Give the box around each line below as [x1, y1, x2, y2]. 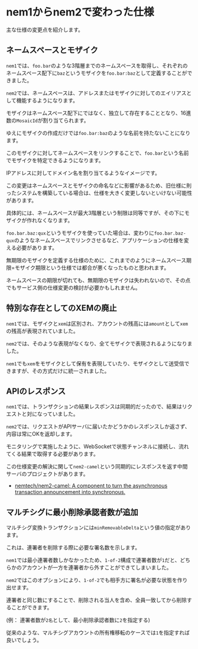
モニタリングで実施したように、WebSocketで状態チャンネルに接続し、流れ [6, 443, 189, 450]
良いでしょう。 [6, 637, 43, 644]
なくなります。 [37, 217, 73, 224]
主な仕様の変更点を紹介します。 [6, 26, 84, 33]
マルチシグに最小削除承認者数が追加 [6, 507, 138, 517]
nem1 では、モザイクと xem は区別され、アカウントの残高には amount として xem [6, 320, 189, 327]
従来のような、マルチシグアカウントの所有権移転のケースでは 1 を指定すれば [6, 629, 190, 637]
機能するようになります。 [16, 97, 79, 104]
